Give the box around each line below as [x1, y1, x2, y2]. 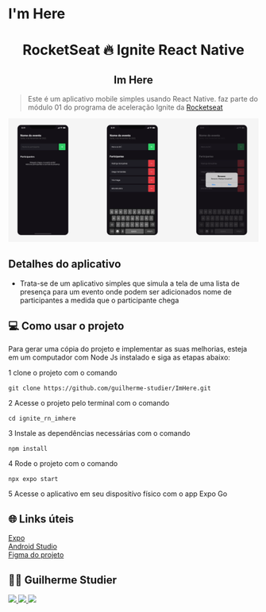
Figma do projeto [8, 550, 64, 560]
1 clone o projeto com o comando [8, 368, 118, 378]
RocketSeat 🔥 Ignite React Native [22, 41, 245, 60]
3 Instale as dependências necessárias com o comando [8, 429, 191, 438]
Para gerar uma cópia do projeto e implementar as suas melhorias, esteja [8, 344, 248, 354]
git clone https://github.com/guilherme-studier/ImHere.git [8, 384, 212, 393]
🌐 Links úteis [8, 512, 74, 525]
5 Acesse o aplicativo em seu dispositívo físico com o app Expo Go [8, 489, 228, 498]
